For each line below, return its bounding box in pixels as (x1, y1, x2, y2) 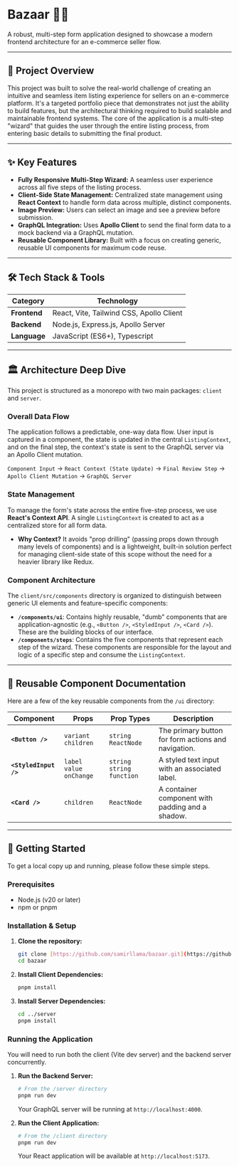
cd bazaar (17, 957, 48, 965)
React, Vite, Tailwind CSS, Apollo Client (52, 308, 183, 318)
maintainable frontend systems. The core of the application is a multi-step (7, 114, 224, 122)
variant (63, 732, 90, 739)
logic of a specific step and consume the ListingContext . (17, 650, 186, 659)
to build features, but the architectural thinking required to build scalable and (7, 106, 232, 115)
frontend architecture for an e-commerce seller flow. (7, 37, 161, 46)
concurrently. (7, 1057, 47, 1066)
